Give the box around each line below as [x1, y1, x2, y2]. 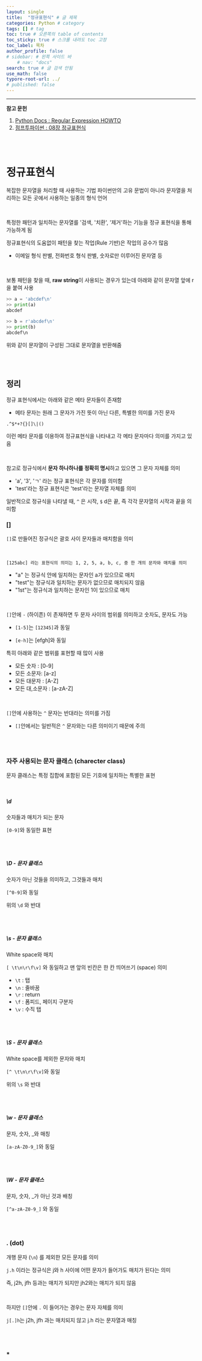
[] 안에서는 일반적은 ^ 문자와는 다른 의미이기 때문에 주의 [14, 722, 145, 729]
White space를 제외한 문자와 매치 [6, 1055, 85, 1063]
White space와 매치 [6, 951, 54, 958]
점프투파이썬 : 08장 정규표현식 [14, 124, 86, 131]
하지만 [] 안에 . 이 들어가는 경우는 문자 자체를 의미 [6, 1304, 123, 1311]
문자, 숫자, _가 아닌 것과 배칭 [6, 1193, 73, 1200]
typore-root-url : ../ [6, 76, 61, 82]
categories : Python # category [6, 20, 85, 26]
